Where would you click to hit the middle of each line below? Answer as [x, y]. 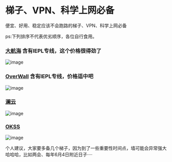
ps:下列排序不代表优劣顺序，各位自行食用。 [51, 36]
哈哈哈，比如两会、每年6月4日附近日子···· [49, 155]
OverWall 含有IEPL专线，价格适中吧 [49, 76]
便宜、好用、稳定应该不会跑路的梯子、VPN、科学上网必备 [66, 25]
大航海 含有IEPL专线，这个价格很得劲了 [53, 50]
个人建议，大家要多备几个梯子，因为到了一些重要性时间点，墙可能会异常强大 [86, 148]
